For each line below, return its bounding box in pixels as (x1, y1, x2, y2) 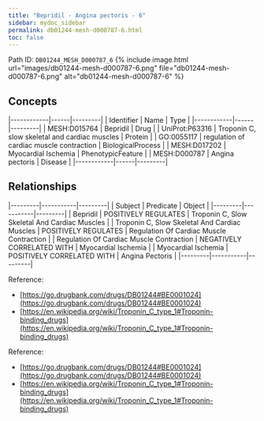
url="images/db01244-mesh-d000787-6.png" (8, 64, 158, 73)
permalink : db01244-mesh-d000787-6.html (8, 26, 143, 34)
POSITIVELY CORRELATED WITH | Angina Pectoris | (8, 251, 177, 260)
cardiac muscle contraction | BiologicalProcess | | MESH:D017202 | (8, 141, 226, 150)
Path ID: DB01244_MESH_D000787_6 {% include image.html (8, 55, 189, 65)
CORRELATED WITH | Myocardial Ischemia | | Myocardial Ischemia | (8, 242, 229, 252)
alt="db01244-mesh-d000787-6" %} (64, 72, 184, 81)
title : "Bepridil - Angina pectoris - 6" (8, 11, 147, 20)
